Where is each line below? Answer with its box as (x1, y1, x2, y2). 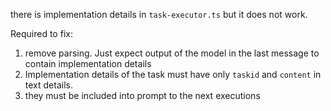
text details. (24, 79, 73, 91)
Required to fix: (10, 28, 73, 39)
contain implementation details (24, 58, 152, 69)
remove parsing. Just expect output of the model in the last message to (24, 47, 320, 59)
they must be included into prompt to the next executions (24, 90, 261, 101)
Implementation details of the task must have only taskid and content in (24, 69, 322, 80)
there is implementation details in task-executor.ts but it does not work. (10, 9, 308, 20)
